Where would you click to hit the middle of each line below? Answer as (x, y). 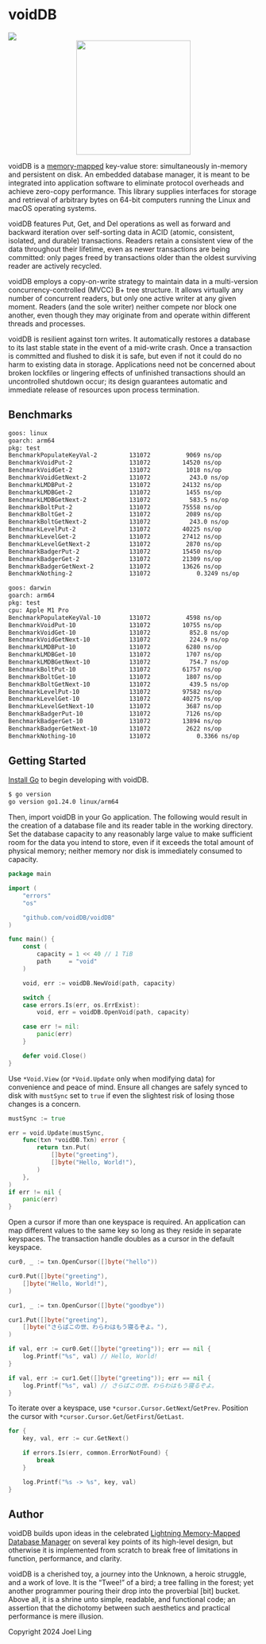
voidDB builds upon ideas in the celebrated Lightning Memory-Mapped (124, 1533)
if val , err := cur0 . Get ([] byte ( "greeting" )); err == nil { (110, 1349)
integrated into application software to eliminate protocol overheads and (126, 183)
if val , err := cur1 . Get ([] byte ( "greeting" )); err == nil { (110, 1378)
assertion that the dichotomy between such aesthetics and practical (119, 1608)
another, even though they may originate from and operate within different (129, 315)
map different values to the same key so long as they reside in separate (125, 1230)
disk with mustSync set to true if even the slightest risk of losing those (121, 1095)
